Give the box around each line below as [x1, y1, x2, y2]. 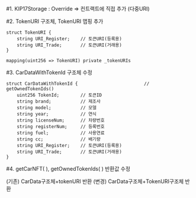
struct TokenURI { [6, 30, 52, 36]
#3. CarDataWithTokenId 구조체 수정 [6, 69, 93, 76]
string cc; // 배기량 [17, 136, 101, 142]
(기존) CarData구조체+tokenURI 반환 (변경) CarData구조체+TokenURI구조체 [6, 178, 184, 185]
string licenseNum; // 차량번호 [17, 117, 105, 123]
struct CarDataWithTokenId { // [6, 81, 150, 87]
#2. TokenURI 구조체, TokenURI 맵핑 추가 [6, 18, 104, 25]
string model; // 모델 [17, 105, 97, 111]
